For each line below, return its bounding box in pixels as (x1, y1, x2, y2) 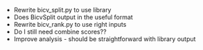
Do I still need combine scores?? (13, 27, 107, 36)
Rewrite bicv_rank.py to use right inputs (13, 21, 127, 28)
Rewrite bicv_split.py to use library (13, 6, 112, 14)
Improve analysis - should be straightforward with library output (13, 35, 196, 43)
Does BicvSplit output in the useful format (13, 13, 133, 21)
